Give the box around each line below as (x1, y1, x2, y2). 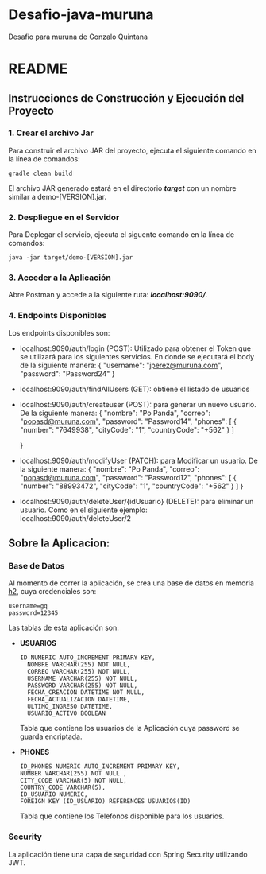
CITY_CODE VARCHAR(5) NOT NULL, (19, 777, 127, 785)
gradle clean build (8, 169, 73, 177)
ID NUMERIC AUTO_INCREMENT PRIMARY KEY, (19, 654, 156, 662)
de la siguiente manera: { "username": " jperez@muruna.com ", (19, 360, 223, 370)
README (8, 60, 68, 78)
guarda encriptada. (19, 732, 83, 741)
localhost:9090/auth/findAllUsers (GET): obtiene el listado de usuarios (19, 384, 250, 394)
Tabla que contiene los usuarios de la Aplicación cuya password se (19, 724, 240, 733)
